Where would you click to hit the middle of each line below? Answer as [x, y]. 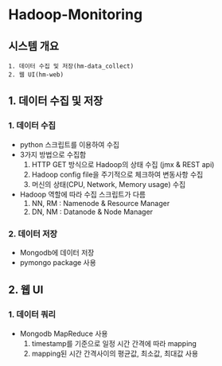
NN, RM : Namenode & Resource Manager [101, 203]
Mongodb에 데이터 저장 [57, 252]
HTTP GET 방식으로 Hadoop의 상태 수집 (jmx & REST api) [123, 164]
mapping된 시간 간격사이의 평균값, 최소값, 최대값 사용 [115, 353]
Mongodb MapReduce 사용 [64, 333]
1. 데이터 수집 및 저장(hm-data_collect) [71, 66]
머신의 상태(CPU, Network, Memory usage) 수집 [109, 184]
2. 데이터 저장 [33, 234]
